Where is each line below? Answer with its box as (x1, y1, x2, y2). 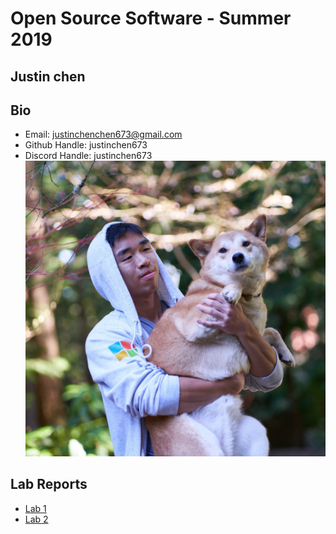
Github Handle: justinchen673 (24, 139, 148, 151)
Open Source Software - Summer (10, 7, 292, 30)
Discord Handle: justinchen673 (24, 150, 153, 162)
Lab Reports (10, 476, 88, 493)
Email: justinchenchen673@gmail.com (24, 128, 183, 141)
